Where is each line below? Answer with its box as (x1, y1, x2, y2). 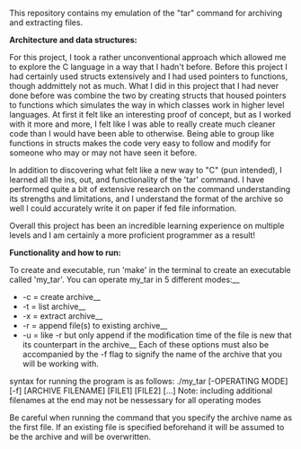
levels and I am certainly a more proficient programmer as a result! (9, 230, 256, 241)
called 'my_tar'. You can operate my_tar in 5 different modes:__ (9, 274, 240, 285)
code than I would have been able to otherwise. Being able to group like (9, 128, 275, 138)
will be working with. (22, 358, 99, 369)
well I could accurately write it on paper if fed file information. (9, 203, 237, 214)
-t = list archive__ (22, 301, 86, 312)
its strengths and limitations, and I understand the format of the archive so (9, 193, 284, 204)
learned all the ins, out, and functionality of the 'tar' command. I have (9, 174, 265, 185)
